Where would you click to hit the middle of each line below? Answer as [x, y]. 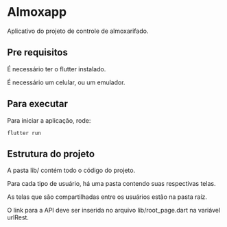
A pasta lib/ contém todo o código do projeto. [71, 170]
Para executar [38, 104]
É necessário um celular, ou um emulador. [66, 82]
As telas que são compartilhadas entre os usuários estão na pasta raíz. [107, 197]
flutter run [24, 133]
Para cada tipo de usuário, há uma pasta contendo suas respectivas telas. [111, 184]
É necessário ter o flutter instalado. [57, 69]
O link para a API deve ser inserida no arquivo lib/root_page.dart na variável [114, 211]
